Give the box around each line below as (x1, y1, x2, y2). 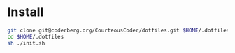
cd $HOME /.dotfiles (7, 33, 64, 40)
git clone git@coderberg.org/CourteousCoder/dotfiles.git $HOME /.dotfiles (7, 27, 230, 34)
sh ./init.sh (7, 39, 45, 47)
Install (7, 4, 44, 20)
